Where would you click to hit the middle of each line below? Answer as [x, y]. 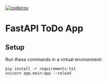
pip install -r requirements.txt [41, 69]
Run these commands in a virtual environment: [54, 59]
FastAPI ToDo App [44, 29]
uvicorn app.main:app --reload [38, 73]
